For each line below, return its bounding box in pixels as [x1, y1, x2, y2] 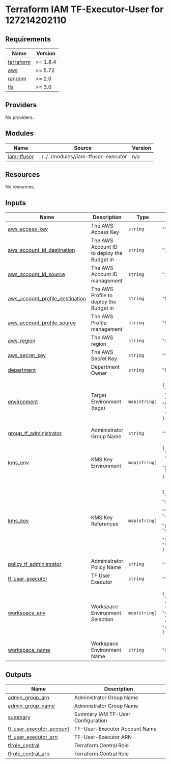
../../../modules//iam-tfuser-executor [39, 153, 127, 160]
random [8, 75, 26, 82]
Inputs [5, 198, 26, 207]
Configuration [74, 717, 107, 724]
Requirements [5, 35, 51, 43]
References [91, 520, 119, 527]
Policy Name [91, 564, 121, 571]
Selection [91, 615, 113, 623]
